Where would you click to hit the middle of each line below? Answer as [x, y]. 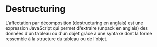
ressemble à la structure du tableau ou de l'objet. [56, 39]
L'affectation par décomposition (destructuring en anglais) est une [74, 23]
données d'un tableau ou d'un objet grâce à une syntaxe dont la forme [79, 33]
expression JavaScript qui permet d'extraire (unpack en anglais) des [77, 28]
